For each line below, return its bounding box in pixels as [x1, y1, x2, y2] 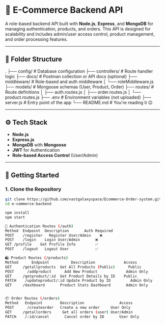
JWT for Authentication [12, 147, 60, 153]
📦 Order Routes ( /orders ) [5, 296, 60, 301]
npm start [5, 215, 26, 220]
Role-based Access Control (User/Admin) [12, 152, 98, 158]
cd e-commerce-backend [5, 201, 52, 207]
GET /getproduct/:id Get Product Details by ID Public [5, 273, 137, 279]
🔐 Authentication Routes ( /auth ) [5, 223, 74, 229]
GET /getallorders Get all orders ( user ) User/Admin [5, 309, 133, 315]
